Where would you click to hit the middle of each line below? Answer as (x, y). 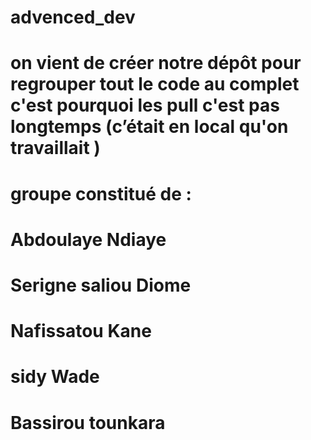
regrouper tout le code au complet (155, 84)
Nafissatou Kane (81, 331)
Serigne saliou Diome (101, 285)
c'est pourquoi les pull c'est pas (145, 105)
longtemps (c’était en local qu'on (149, 127)
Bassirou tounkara (88, 422)
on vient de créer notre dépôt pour (156, 63)
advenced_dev (73, 17)
